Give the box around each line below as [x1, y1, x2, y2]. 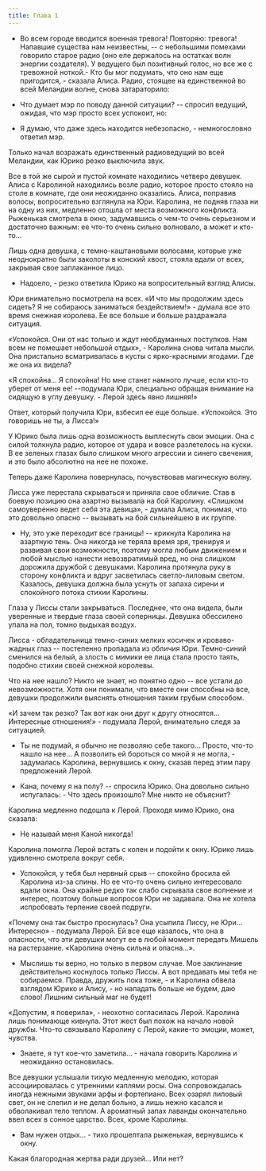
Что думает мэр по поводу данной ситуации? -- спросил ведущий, [19, 99, 248, 109]
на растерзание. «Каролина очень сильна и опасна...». [8, 943, 195, 952]
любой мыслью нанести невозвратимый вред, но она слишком [19, 554, 236, 563]
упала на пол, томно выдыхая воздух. [8, 620, 137, 629]
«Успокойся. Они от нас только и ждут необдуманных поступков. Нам [8, 334, 248, 344]
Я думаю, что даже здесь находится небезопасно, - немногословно [19, 123, 252, 133]
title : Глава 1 [8, 11, 59, 20]
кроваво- [202, 635, 235, 644]
